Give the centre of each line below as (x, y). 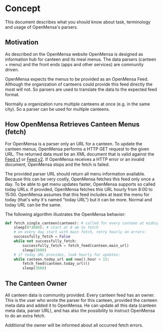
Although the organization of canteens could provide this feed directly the (79, 84)
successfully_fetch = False (42, 237)
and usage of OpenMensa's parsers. (42, 27)
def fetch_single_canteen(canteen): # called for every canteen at (75, 223)
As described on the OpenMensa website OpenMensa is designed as (74, 54)
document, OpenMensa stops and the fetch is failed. (57, 164)
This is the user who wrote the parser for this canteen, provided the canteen (81, 300)
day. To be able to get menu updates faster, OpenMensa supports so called (80, 184)
